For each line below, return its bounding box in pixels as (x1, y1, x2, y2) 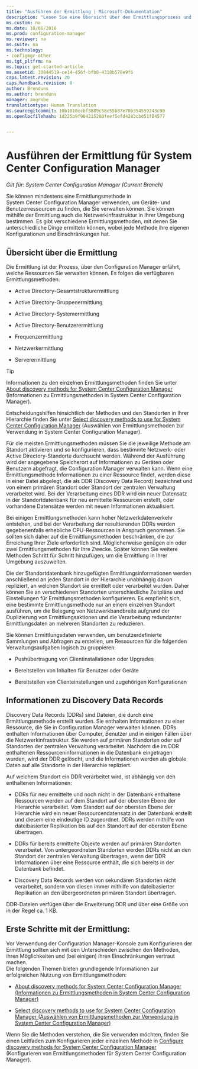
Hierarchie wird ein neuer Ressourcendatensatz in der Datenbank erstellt (14, 809, 192, 817)
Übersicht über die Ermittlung (6, 247, 118, 257)
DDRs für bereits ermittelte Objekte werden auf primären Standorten (14, 840, 181, 847)
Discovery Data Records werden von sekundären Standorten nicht (14, 877, 176, 884)
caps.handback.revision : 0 (6, 81, 73, 86)
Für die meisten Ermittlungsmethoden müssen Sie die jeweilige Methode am (6, 440, 191, 447)
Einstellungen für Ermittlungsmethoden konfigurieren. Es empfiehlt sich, (6, 595, 181, 601)
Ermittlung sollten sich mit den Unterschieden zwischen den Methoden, (6, 946, 180, 953)
